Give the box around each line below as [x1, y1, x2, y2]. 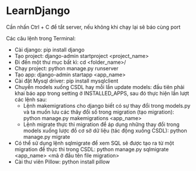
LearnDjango [6, 4, 70, 18]
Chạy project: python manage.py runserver [14, 64, 119, 71]
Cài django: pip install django [14, 46, 85, 53]
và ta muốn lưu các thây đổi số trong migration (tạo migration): [23, 108, 174, 115]
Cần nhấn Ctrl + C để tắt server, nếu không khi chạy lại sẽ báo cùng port [6, 23, 181, 30]
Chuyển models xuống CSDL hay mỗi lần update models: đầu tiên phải [14, 83, 185, 90]
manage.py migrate [23, 133, 70, 140]
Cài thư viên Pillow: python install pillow [14, 158, 110, 165]
